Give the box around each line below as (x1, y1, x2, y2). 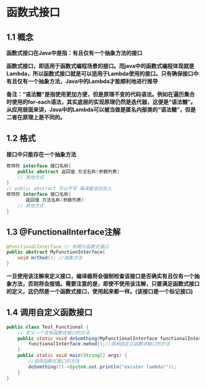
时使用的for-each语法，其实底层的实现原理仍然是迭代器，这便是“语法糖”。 (6, 99, 196, 105)
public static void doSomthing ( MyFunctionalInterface (17, 335, 158, 342)
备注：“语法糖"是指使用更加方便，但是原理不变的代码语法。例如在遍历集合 (6, 91, 195, 98)
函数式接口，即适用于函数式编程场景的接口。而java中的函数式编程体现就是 (6, 62, 195, 69)
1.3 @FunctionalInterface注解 (6, 227, 121, 238)
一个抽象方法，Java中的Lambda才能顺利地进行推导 (27, 78, 158, 85)
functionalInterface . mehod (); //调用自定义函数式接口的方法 (28, 341, 170, 347)
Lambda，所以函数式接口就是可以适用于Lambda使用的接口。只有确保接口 (6, 70, 194, 77)
